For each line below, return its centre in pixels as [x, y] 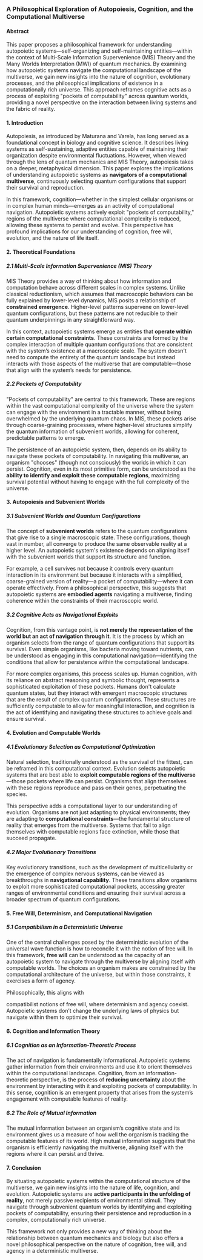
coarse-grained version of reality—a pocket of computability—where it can [100, 582]
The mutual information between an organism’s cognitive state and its [93, 1128]
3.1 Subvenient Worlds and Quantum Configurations [74, 516]
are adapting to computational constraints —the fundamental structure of [98, 818]
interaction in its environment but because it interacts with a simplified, [95, 575]
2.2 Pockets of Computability [44, 384]
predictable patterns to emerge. [46, 437]
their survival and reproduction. [45, 188]
